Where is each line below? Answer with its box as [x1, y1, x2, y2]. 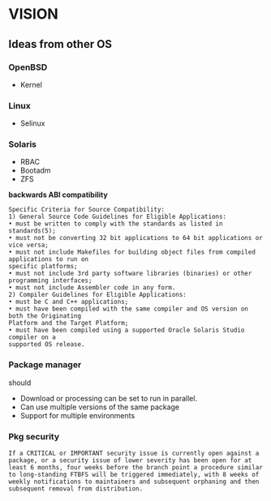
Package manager [8, 359, 82, 370]
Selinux [19, 118, 45, 128]
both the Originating [8, 312, 82, 320]
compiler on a [8, 333, 57, 341]
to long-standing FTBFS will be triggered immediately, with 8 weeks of [8, 471, 260, 479]
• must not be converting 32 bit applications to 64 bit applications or [8, 234, 264, 242]
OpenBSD [8, 62, 48, 73]
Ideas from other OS [8, 37, 112, 51]
